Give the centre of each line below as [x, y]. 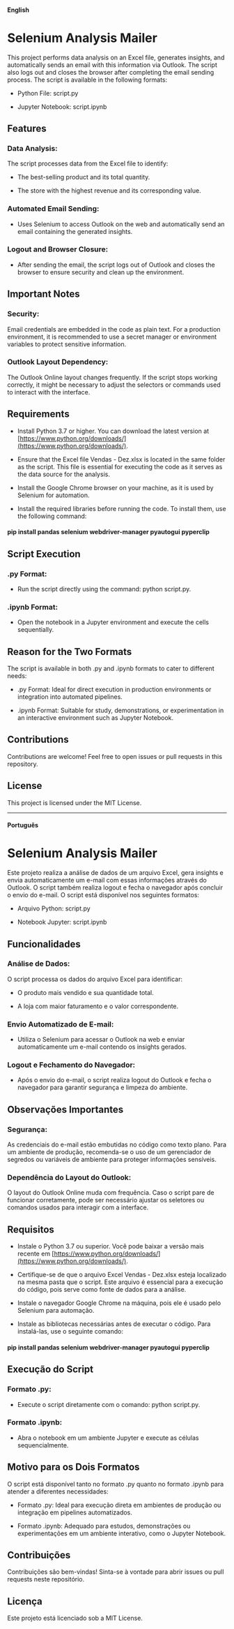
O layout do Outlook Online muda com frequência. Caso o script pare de [111, 1193]
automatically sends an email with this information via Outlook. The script [112, 65]
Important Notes [44, 294]
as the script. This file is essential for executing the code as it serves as [120, 466]
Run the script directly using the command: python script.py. [104, 589]
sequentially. [36, 630]
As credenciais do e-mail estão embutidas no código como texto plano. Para [117, 1144]
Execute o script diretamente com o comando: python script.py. [109, 1404]
